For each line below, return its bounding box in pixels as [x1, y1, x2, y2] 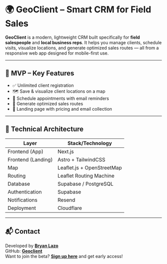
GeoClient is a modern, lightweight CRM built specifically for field [5, 34, 140, 40]
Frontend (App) [7, 148, 44, 155]
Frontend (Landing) [7, 156, 53, 163]
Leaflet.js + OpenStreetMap [57, 164, 122, 171]
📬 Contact [5, 227, 40, 236]
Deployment [7, 204, 36, 211]
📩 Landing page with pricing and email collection [12, 106, 112, 112]
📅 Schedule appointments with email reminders [12, 95, 109, 101]
